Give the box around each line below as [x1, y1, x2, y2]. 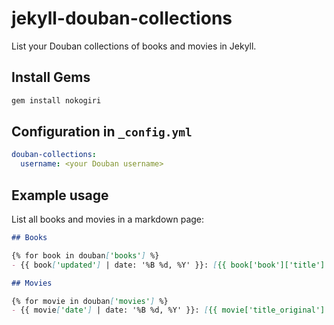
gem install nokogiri [11, 95, 102, 106]
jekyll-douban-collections [11, 7, 233, 30]
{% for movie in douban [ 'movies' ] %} [11, 296, 169, 306]
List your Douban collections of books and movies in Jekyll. [11, 40, 257, 52]
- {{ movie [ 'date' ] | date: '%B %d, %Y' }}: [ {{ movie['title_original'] [11, 305, 326, 316]
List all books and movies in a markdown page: [11, 213, 205, 225]
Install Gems [11, 69, 91, 86]
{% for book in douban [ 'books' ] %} [11, 250, 160, 261]
